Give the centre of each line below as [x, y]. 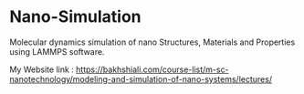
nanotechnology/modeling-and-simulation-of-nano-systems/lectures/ [141, 78]
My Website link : [42, 69]
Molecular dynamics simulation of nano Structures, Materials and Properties [152, 42]
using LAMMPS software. [57, 51]
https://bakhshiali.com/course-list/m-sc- [153, 69]
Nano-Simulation [75, 17]
